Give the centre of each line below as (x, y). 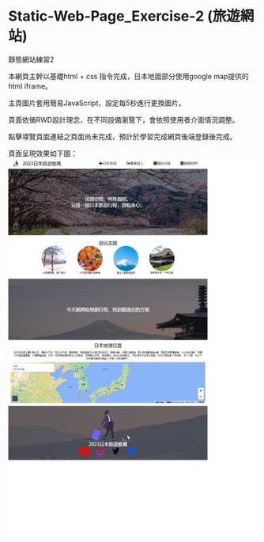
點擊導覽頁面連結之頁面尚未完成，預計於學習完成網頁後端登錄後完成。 (123, 136)
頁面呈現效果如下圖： (43, 153)
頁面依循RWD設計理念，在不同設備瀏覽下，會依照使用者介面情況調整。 (124, 119)
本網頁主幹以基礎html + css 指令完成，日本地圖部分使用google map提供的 (128, 76)
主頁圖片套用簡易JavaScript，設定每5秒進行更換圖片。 (97, 103)
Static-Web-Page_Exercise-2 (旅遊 (124, 16)
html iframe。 (30, 86)
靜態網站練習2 (31, 59)
